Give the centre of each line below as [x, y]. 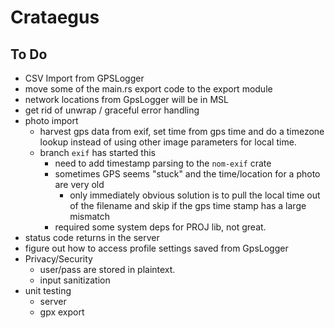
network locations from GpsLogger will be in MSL [126, 99]
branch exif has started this [97, 152]
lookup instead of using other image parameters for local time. [168, 142]
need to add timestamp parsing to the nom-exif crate [163, 163]
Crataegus [55, 17]
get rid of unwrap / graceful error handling [112, 110]
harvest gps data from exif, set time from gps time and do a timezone [182, 131]
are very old [79, 184]
